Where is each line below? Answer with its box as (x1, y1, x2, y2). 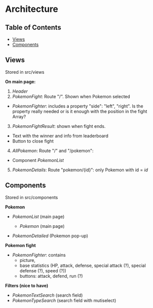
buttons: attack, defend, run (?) (19, 273, 83, 279)
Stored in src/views (5, 69, 44, 75)
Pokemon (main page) (19, 223, 65, 229)
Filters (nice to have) (5, 282, 48, 288)
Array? (12, 113, 26, 119)
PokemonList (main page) (12, 213, 65, 219)
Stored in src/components (5, 194, 58, 200)
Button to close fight (12, 138, 54, 144)
